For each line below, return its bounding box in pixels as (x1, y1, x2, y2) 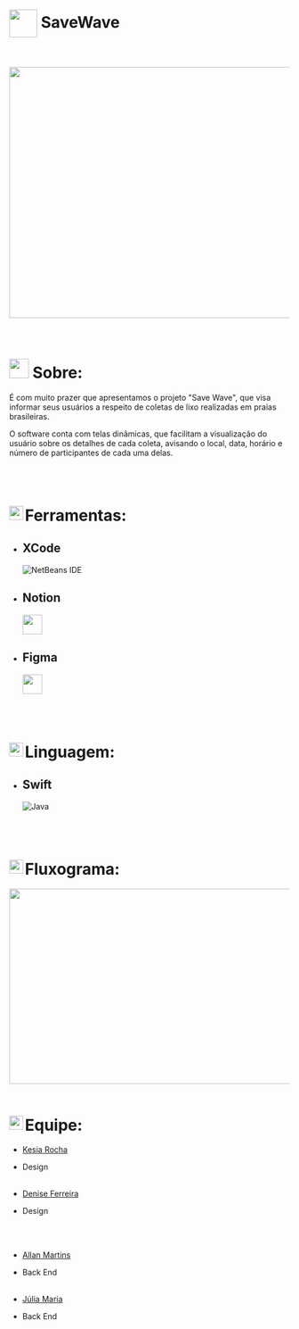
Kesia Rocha (21, 1144, 69, 1155)
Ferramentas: (25, 505, 127, 526)
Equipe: (25, 1115, 83, 1135)
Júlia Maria (21, 1294, 63, 1305)
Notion (21, 590, 61, 606)
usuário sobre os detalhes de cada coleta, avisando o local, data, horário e (9, 437, 283, 448)
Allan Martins (21, 1250, 71, 1260)
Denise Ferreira (21, 1188, 79, 1200)
